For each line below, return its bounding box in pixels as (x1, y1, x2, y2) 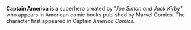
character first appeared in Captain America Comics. (6, 18, 135, 24)
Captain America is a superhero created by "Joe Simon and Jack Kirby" (6, 5, 183, 12)
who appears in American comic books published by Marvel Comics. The (6, 11, 185, 18)
